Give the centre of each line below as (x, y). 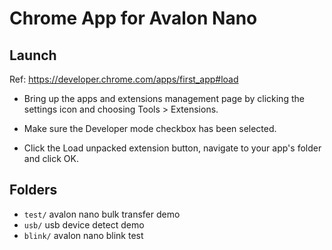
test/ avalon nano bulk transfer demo (102, 214)
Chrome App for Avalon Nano (133, 18)
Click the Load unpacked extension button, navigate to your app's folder (172, 148)
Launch (33, 55)
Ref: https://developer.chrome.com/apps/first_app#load (124, 79)
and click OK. (51, 158)
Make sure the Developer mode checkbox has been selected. (150, 128)
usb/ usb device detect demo (84, 224)
